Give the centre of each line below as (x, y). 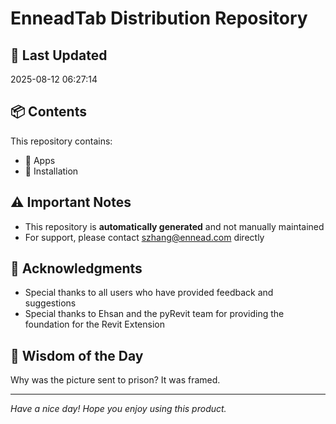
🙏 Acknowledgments (76, 268)
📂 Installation (51, 171)
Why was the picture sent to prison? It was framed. (115, 380)
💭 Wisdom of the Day (77, 355)
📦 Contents (48, 112)
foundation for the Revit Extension (94, 324)
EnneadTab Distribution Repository (159, 18)
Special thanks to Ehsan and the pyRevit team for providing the (154, 314)
